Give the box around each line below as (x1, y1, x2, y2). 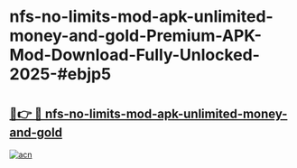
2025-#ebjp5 (9, 64, 111, 85)
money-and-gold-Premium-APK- (9, 25, 262, 46)
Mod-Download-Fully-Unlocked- (9, 45, 260, 65)
